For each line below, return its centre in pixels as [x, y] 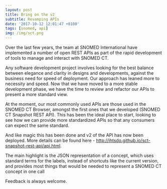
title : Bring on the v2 [30, 15]
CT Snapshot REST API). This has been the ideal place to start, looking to [81, 115]
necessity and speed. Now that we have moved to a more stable [71, 84]
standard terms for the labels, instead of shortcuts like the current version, [82, 161]
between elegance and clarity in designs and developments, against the [79, 73]
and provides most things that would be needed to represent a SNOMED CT [83, 166]
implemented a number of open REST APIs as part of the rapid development [83, 53]
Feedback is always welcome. [36, 181]
